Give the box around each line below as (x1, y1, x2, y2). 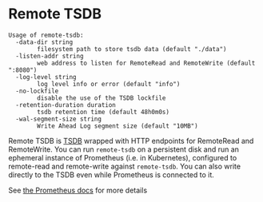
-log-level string (15, 73, 78, 81)
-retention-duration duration (15, 101, 116, 109)
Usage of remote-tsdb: (8, 31, 84, 39)
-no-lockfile (15, 87, 59, 95)
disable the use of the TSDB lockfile (37, 93, 166, 102)
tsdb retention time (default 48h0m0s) (37, 108, 170, 116)
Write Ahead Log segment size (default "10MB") (37, 121, 198, 130)
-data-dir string (15, 38, 74, 46)
